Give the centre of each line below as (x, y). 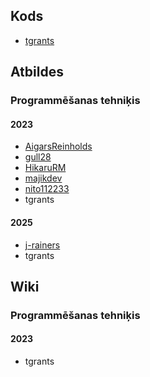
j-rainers (42, 245)
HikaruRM (45, 168)
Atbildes (37, 72)
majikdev (43, 178)
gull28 (38, 157)
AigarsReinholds (58, 146)
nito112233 (47, 189)
